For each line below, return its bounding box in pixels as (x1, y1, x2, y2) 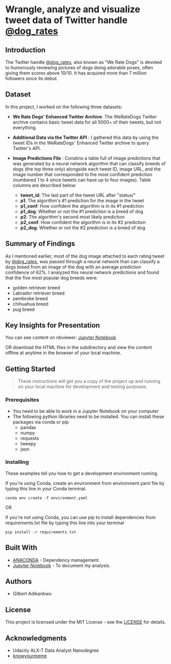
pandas (20, 424, 37, 430)
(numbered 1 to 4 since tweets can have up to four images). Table (12, 177, 151, 183)
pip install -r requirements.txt (5, 529, 77, 534)
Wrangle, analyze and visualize (5, 4, 140, 15)
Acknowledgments (5, 634, 67, 643)
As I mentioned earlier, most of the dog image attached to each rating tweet (5, 253, 165, 259)
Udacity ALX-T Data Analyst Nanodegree (12, 647, 99, 654)
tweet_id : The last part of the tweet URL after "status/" (20, 192, 136, 198)
